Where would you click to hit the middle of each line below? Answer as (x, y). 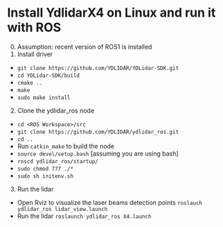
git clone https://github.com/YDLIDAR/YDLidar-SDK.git (98, 68)
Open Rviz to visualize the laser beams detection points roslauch (110, 202)
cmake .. (30, 83)
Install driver (35, 54)
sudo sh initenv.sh (45, 176)
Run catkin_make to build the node (66, 146)
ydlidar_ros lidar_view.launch (62, 209)
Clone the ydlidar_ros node (56, 110)
